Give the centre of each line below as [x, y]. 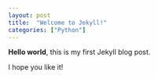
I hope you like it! [36, 67]
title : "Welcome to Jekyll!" [58, 23]
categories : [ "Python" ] [47, 30]
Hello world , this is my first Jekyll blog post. [79, 52]
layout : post [29, 15]
